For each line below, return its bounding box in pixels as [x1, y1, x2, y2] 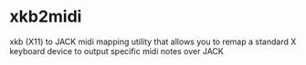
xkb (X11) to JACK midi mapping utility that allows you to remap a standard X [9, 36, 297, 47]
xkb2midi [9, 6, 82, 27]
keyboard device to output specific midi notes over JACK [9, 45, 224, 56]
